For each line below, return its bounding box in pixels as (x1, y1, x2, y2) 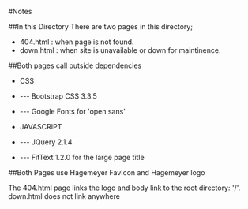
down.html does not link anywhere (8, 192, 121, 200)
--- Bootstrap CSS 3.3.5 (19, 91, 97, 101)
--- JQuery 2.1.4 (19, 137, 73, 147)
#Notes (8, 7, 32, 16)
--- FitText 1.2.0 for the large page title (19, 153, 145, 162)
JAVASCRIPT (19, 122, 62, 131)
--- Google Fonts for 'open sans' (19, 106, 126, 116)
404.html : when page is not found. (19, 37, 134, 47)
